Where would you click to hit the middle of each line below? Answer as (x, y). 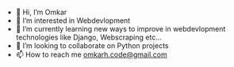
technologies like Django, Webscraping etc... (89, 37)
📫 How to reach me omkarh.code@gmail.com (92, 54)
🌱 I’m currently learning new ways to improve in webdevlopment (121, 29)
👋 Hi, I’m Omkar (41, 12)
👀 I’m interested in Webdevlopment (73, 20)
